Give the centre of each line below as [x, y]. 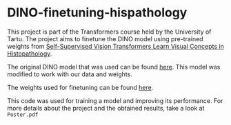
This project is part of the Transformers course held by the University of [109, 32]
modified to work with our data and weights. [70, 74]
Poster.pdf [23, 115]
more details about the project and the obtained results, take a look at [106, 108]
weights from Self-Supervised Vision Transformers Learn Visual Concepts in [115, 46]
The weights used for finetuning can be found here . [80, 87]
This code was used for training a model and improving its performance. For [115, 100]
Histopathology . [30, 54]
